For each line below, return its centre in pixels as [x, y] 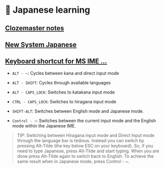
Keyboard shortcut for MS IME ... [56, 61]
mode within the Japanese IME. [44, 126]
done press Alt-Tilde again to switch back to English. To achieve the [85, 156]
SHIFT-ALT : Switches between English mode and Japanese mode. [78, 111]
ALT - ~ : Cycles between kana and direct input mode [66, 73]
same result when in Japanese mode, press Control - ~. [73, 161]
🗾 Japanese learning [48, 10]
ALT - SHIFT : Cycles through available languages [61, 82]
